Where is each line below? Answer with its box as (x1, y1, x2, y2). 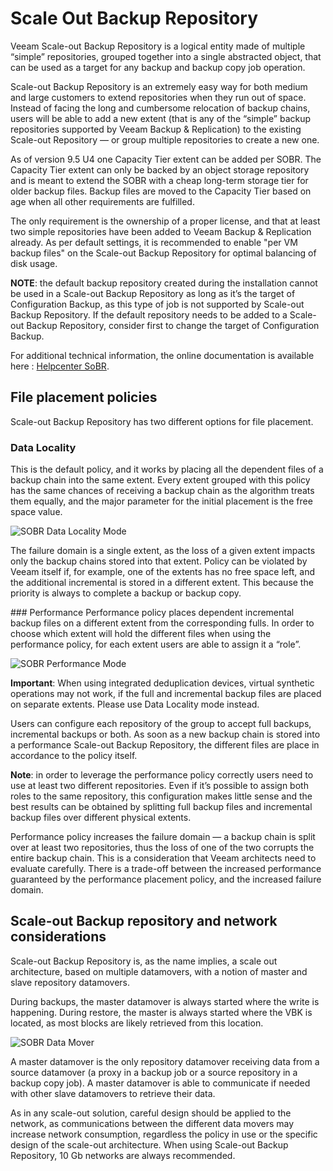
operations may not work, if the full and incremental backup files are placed (10, 688, 322, 700)
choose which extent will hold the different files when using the (10, 628, 272, 640)
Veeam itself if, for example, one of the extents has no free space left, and (10, 566, 315, 578)
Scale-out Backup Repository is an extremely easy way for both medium (10, 80, 308, 92)
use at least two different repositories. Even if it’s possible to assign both (10, 780, 309, 792)
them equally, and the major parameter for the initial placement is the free (10, 495, 313, 507)
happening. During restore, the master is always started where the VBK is (10, 1006, 313, 1018)
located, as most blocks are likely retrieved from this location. (10, 1017, 264, 1029)
